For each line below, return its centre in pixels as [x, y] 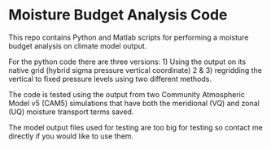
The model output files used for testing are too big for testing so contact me [135, 127]
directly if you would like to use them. [71, 136]
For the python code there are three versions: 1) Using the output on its [127, 62]
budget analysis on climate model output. [78, 45]
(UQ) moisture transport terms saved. [71, 112]
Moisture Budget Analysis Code [118, 15]
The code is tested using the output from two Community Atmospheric [127, 94]
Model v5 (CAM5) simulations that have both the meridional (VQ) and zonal [134, 103]
